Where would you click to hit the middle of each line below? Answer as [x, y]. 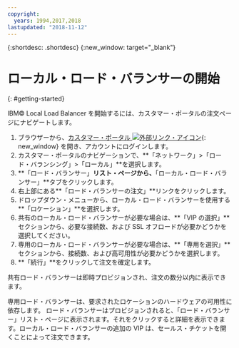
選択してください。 [46, 235]
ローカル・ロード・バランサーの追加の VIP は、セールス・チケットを [119, 328]
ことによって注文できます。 [54, 337]
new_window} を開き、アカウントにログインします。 [95, 146]
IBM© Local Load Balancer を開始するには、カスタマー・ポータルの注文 [113, 113]
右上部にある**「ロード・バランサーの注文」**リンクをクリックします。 [124, 191]
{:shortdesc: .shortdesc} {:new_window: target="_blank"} [92, 48]
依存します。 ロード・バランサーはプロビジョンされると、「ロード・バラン [116, 310]
